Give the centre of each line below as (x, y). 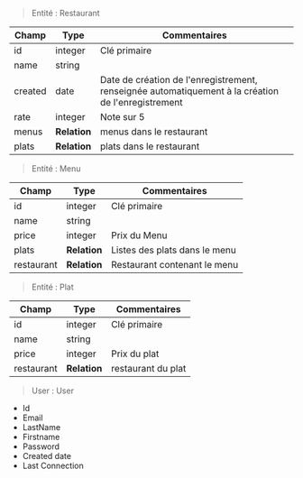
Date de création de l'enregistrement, (179, 80)
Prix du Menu (139, 235)
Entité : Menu (56, 169)
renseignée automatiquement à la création (190, 91)
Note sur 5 (123, 117)
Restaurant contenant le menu (175, 265)
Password (41, 446)
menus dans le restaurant (154, 132)
